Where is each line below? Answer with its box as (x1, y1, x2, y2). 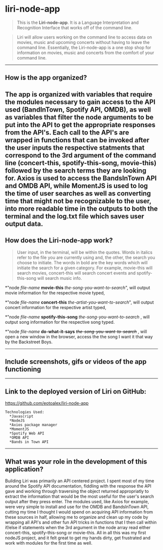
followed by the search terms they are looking (5, 166, 147, 175)
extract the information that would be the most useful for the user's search (5, 493, 154, 499)
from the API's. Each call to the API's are (5, 128, 130, 137)
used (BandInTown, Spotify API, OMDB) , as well (5, 105, 151, 114)
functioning (5, 365, 41, 373)
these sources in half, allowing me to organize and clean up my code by (5, 514, 148, 520)
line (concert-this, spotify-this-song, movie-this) (5, 158, 157, 167)
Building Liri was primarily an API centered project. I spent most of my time (5, 478, 154, 484)
